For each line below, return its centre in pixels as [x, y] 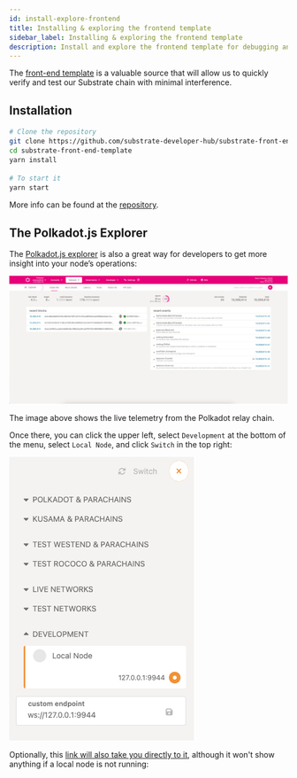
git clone [27, 141]
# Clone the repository [53, 132]
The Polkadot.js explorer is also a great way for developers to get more [138, 254]
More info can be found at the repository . [84, 205]
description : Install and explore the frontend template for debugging [144, 47]
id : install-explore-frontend [65, 19]
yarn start [29, 188]
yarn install [33, 159]
